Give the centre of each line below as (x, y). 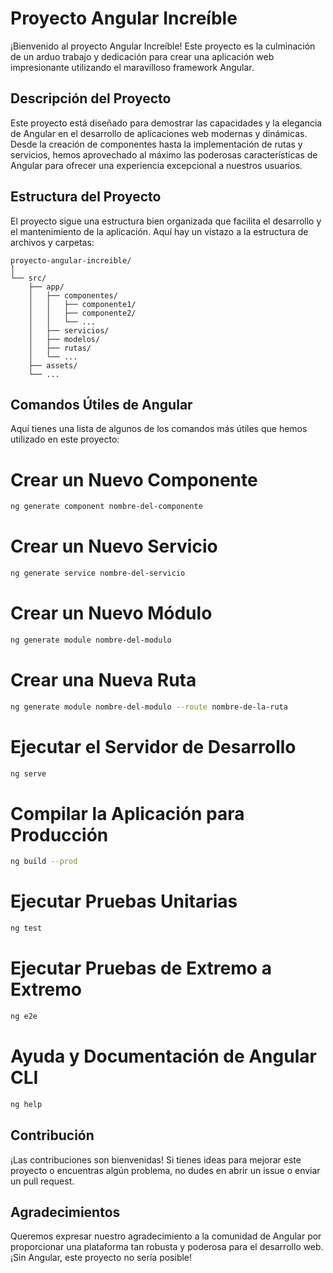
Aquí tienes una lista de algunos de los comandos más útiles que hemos (159, 429)
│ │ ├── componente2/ (82, 313)
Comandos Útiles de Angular (101, 404)
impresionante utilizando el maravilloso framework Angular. (132, 67)
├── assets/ (53, 365)
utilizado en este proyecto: (65, 439)
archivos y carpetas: (52, 242)
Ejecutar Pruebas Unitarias (124, 901)
